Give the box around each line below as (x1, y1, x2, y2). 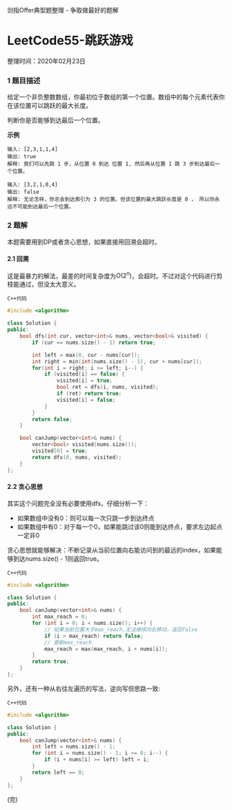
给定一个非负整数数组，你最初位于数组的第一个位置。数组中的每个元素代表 (7, 93, 219, 102)
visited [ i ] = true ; (56, 377, 113, 385)
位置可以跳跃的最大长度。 (19, 102, 92, 110)
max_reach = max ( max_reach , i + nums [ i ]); (43, 645, 168, 653)
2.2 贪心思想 (7, 483, 43, 491)
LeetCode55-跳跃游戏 (7, 33, 133, 48)
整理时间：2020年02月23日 (7, 57, 86, 65)
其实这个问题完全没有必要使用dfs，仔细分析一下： (7, 499, 150, 508)
